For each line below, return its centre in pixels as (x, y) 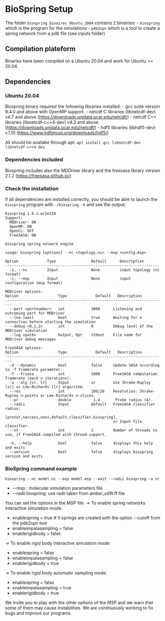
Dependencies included (34, 159)
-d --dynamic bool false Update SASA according (85, 365)
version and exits (24, 457)
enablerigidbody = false (36, 534)
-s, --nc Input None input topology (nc (85, 270)
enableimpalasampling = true (42, 588)
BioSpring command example (41, 468)
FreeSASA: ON (23, 235)
